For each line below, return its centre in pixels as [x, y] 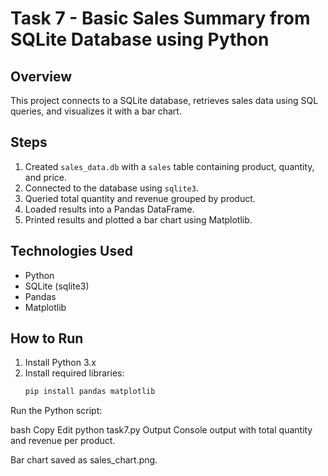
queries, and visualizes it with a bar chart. [96, 111]
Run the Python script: [56, 411]
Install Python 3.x [60, 363]
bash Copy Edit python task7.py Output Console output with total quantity [161, 430]
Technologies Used [71, 251]
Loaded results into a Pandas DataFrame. [109, 209]
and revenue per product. [63, 441]
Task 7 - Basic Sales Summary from [160, 18]
